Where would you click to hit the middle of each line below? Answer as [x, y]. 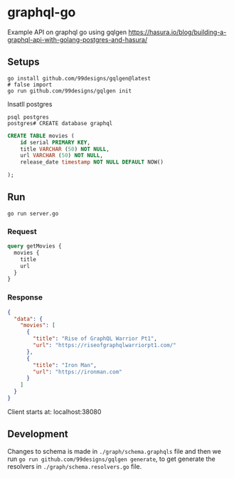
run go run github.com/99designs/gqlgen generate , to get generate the [111, 459]
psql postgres [28, 117]
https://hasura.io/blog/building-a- [177, 32]
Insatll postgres [30, 104]
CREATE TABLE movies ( [41, 136]
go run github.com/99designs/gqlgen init [70, 91]
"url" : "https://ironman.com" [78, 372]
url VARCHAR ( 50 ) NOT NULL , [62, 156]
